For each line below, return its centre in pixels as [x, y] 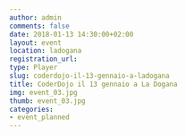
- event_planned [39, 117]
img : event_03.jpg [43, 92]
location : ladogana [46, 51]
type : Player [34, 68]
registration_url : [43, 59]
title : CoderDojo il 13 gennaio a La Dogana [93, 84]
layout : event [36, 42]
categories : [31, 109]
